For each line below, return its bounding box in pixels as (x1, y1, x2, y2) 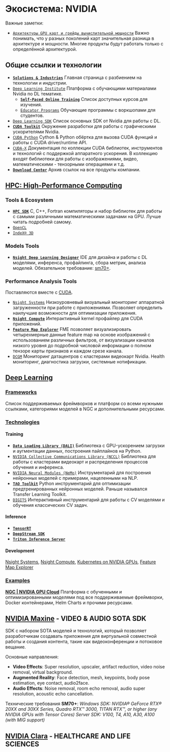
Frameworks (5, 388, 37, 396)
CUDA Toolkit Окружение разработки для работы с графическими (12, 123, 156, 129)
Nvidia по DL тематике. (12, 90, 63, 97)
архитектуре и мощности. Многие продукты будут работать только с (12, 40, 164, 46)
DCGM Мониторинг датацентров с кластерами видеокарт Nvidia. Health (12, 353, 165, 359)
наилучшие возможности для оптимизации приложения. (12, 310, 137, 316)
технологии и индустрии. (12, 80, 68, 86)
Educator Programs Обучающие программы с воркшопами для (20, 107, 156, 113)
